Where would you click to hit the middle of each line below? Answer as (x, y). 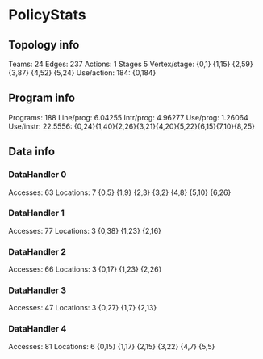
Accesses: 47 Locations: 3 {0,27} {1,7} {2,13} (83, 308)
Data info (31, 152)
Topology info (44, 45)
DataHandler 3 (38, 290)
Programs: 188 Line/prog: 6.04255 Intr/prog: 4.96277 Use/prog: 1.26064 (128, 117)
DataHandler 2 (38, 251)
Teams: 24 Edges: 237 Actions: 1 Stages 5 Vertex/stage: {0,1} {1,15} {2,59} (131, 64)
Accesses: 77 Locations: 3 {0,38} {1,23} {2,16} (85, 230)
